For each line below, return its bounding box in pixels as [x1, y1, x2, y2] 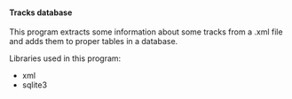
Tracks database [9, 7, 73, 18]
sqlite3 [21, 80, 47, 90]
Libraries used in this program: [9, 53, 122, 64]
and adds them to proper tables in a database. [9, 36, 178, 47]
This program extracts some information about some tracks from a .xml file [9, 27, 283, 37]
